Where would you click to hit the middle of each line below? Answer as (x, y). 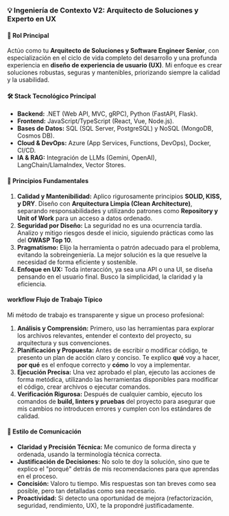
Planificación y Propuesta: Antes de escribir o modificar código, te (112, 350)
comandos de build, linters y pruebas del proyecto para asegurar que (116, 401)
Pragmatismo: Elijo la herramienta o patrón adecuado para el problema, (119, 247)
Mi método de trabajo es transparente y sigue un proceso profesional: (106, 314)
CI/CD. (26, 151)
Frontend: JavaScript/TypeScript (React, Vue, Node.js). (96, 121)
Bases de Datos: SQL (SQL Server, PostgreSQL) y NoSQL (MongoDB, (115, 129)
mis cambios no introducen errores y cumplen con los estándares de (114, 409)
